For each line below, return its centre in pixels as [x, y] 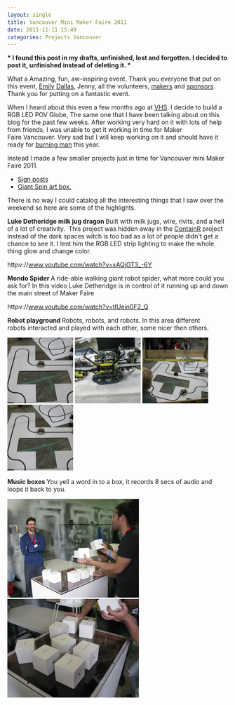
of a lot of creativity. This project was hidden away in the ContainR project [115, 229]
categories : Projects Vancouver [54, 37]
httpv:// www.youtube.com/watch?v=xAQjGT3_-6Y [80, 265]
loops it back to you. [37, 489]
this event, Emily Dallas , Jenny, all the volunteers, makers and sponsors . [111, 86]
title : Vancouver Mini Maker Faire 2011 [67, 22]
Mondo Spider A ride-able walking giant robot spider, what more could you [116, 278]
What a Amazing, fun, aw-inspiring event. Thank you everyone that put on [114, 79]
